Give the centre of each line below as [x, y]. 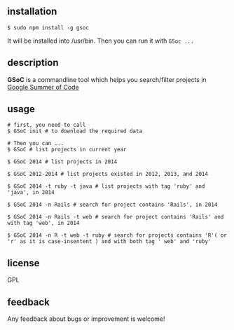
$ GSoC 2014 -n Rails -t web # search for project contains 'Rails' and [116, 217]
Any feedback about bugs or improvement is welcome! [87, 319]
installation [32, 12]
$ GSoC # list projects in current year [67, 150]
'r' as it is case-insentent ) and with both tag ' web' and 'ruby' [109, 242]
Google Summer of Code [43, 87]
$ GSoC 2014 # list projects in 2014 [62, 162]
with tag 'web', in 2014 [43, 224]
